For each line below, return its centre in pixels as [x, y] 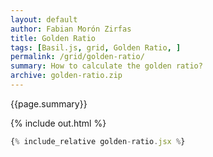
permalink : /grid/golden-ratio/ [77, 57]
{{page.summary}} [49, 103]
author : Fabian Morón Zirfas [71, 29]
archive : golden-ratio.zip [66, 76]
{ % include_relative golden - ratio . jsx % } [98, 141]
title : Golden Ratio [53, 38]
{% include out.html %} [58, 123]
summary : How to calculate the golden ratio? [106, 66]
